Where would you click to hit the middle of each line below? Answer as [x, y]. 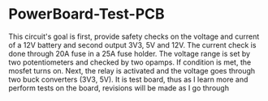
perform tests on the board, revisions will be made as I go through [119, 88]
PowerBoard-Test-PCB [86, 14]
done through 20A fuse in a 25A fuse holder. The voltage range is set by [129, 53]
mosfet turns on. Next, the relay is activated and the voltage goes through [132, 70]
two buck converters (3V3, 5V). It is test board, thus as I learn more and [128, 79]
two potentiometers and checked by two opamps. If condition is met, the [130, 62]
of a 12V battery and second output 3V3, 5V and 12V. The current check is [132, 44]
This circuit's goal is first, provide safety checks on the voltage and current [134, 36]
